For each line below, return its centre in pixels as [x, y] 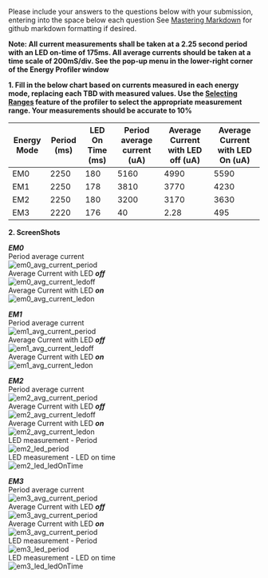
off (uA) [185, 160]
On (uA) [235, 160]
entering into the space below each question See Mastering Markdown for [130, 20]
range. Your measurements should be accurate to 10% [100, 110]
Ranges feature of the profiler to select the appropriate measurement [125, 102]
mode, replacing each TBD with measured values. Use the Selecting [123, 94]
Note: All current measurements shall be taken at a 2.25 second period [128, 44]
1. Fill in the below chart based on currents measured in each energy [124, 85]
